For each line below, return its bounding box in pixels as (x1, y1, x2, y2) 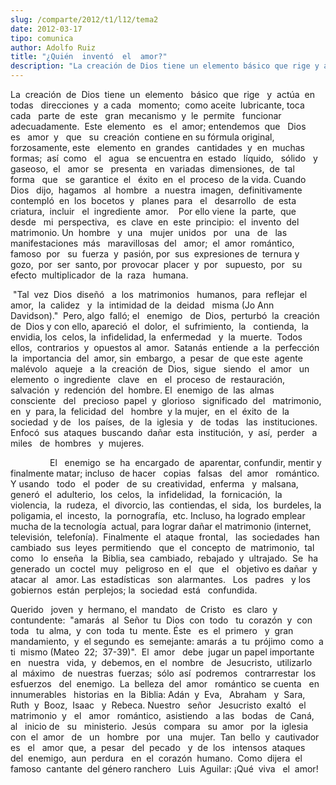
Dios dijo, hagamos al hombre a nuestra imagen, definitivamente (10, 184, 303, 196)
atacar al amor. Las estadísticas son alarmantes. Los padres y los (10, 574, 311, 585)
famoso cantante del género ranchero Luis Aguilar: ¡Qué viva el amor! (10, 763, 319, 775)
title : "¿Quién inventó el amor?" (10, 52, 168, 62)
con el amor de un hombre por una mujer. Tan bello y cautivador (10, 731, 320, 743)
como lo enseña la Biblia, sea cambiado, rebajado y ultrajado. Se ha (10, 552, 319, 564)
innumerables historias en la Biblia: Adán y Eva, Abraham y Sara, (10, 689, 306, 700)
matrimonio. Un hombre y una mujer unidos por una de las (10, 227, 288, 238)
